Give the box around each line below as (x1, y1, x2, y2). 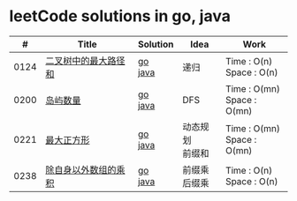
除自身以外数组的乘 (45, 163, 126, 175)
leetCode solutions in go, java (9, 6, 232, 26)
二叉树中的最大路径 (45, 55, 126, 67)
